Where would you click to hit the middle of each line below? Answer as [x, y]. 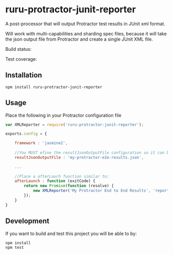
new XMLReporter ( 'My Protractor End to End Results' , [92, 191]
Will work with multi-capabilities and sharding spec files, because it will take [86, 33]
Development [28, 221]
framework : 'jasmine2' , [41, 143]
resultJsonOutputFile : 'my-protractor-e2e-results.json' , [79, 157]
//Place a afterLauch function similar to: [62, 176]
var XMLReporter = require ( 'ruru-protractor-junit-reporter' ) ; [75, 124]
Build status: [19, 49]
